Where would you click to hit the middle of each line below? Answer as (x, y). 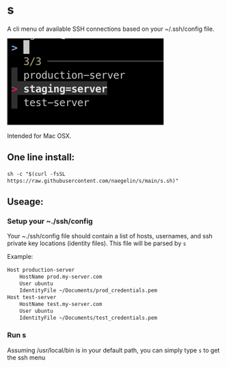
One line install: (41, 157)
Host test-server (32, 298)
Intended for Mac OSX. (39, 136)
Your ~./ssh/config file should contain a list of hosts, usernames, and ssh (110, 236)
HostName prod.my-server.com (61, 277)
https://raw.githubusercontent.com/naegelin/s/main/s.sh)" (93, 181)
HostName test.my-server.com (61, 304)
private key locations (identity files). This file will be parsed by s (97, 243)
